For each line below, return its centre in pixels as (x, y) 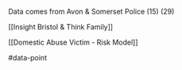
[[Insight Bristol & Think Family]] (61, 27)
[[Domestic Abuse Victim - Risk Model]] (73, 42)
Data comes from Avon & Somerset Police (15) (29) (91, 12)
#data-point (28, 58)
